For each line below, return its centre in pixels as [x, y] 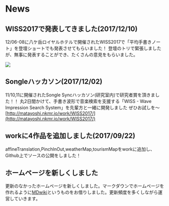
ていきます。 [27, 199]
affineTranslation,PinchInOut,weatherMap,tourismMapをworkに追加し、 [80, 149]
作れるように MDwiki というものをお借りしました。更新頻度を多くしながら [82, 192]
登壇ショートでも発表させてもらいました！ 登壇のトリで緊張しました [90, 48]
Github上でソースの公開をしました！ [43, 155]
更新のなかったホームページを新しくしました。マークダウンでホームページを [85, 186]
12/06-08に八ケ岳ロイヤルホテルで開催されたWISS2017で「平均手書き [78, 42]
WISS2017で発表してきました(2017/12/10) [71, 29]
